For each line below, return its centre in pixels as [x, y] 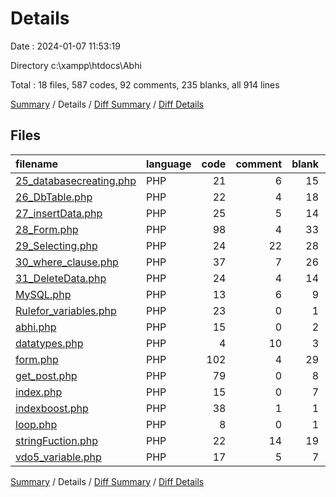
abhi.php [36, 327]
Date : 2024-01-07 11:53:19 [65, 46]
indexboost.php [52, 408]
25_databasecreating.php [76, 180]
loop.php [36, 424]
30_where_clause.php [67, 262]
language [168, 164]
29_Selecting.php [56, 245]
